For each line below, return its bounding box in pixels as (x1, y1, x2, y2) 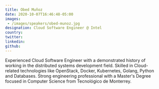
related (5, 67, 20, 74)
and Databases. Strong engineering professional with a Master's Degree (5, 73, 151, 79)
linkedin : (5, 39, 26, 44)
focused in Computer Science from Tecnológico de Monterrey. (5, 78, 132, 84)
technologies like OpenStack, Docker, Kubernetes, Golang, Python (20, 67, 155, 74)
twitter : (5, 35, 23, 40)
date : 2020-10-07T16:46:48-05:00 (5, 12, 74, 17)
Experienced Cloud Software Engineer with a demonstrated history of (5, 57, 146, 63)
